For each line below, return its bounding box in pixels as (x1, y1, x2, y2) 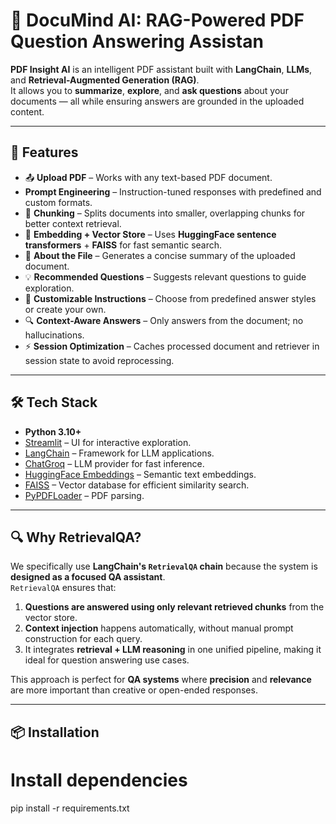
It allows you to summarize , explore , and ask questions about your (10, 84, 289, 96)
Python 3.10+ (24, 425, 82, 438)
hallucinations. (24, 329, 85, 341)
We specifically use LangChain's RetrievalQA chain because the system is (10, 560, 318, 573)
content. (10, 105, 45, 118)
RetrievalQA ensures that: (10, 582, 117, 594)
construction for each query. (24, 633, 143, 645)
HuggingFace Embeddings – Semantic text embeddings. (24, 468, 257, 480)
